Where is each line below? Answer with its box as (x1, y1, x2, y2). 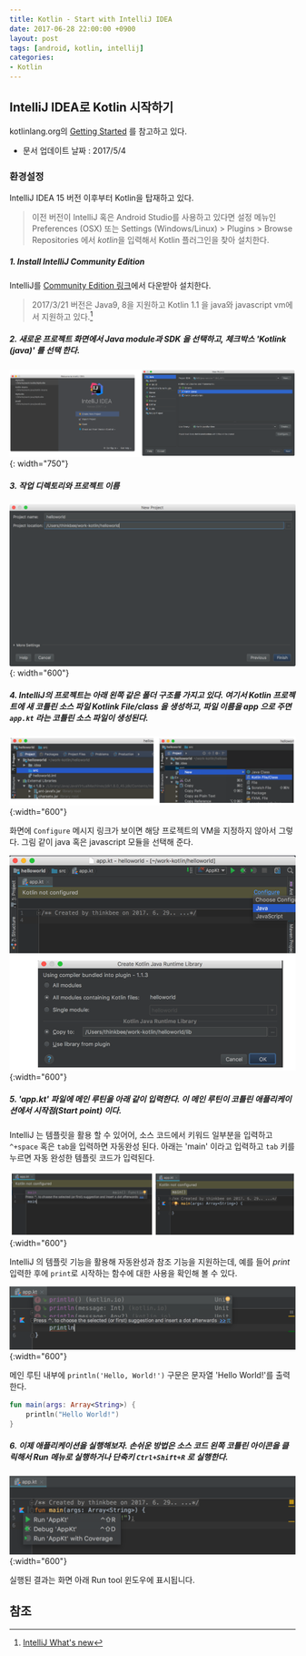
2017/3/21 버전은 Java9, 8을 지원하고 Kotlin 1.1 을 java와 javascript (31, 300, 272, 310)
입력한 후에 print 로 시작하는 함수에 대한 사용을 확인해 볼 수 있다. (9, 1267, 238, 1278)
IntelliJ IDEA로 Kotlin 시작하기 (9, 100, 174, 116)
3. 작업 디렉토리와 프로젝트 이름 (9, 480, 120, 491)
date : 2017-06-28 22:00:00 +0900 (9, 24, 136, 34)
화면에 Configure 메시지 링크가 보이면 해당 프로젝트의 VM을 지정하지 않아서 (9, 825, 277, 837)
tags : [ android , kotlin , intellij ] (9, 44, 144, 53)
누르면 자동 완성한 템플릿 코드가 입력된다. (9, 1153, 155, 1163)
